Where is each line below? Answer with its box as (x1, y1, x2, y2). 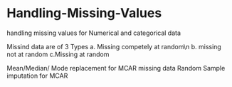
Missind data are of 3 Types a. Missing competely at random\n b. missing (6, 42, 221, 51)
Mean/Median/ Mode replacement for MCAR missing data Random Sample (6, 63, 226, 72)
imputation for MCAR (6, 71, 68, 80)
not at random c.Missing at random (6, 50, 110, 58)
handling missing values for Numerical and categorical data (6, 29, 181, 37)
